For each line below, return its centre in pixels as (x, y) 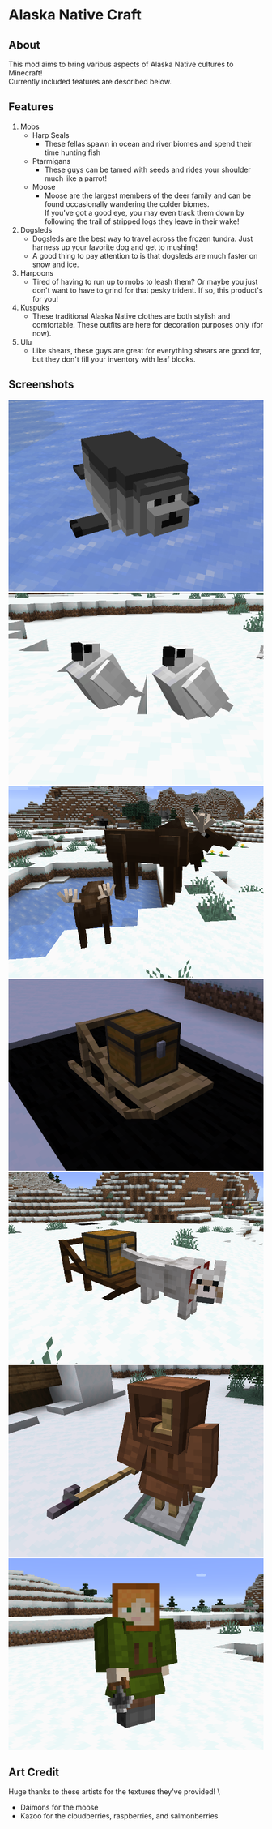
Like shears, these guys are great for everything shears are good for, (147, 350)
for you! (45, 298)
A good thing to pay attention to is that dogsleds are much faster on (145, 255)
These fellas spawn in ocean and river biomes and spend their (148, 143)
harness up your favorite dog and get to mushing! (115, 247)
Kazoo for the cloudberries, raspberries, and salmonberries (119, 1816)
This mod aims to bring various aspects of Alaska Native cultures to (121, 64)
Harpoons (37, 272)
